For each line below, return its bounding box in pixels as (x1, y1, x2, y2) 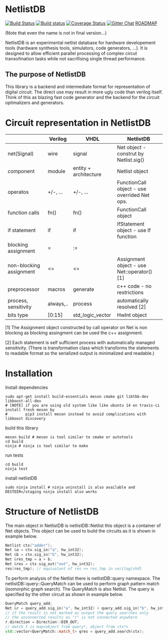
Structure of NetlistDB (5, 506, 99, 517)
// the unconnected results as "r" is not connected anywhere (5, 615, 137, 620)
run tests (5, 452, 23, 458)
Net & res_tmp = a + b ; (5, 557, 52, 562)
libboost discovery (5, 416, 46, 421)
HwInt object (116, 311, 147, 318)
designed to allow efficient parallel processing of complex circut (5, 50, 137, 56)
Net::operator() (116, 268, 152, 275)
